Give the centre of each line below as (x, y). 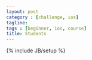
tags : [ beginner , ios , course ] (46, 28)
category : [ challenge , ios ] (42, 17)
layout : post (22, 12)
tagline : (17, 23)
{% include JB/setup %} (36, 50)
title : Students (26, 34)
